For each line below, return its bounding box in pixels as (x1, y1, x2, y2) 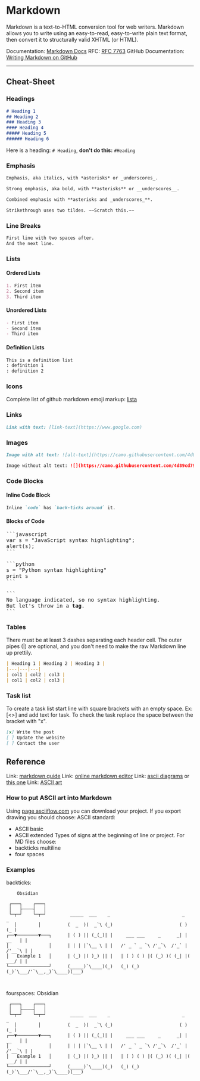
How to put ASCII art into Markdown (6, 794, 112, 802)
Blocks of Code (6, 518, 45, 525)
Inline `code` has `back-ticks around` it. (6, 504, 116, 510)
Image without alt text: (6, 463, 68, 469)
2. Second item (6, 288, 44, 294)
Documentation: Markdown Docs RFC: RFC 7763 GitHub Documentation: (6, 47, 185, 54)
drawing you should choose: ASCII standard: (6, 813, 115, 820)
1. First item (6, 283, 42, 289)
